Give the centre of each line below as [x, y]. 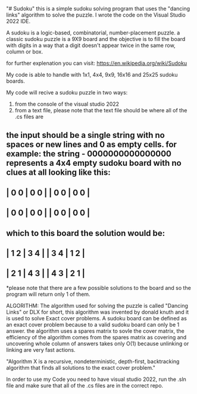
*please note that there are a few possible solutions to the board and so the [99, 288]
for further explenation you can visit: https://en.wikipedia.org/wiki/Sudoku [97, 63]
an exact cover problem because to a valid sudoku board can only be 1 [93, 324]
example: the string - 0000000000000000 [89, 154]
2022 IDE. [18, 21]
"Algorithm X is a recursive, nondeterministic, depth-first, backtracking [93, 361]
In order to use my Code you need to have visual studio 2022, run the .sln [96, 379]
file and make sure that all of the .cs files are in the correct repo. [85, 385]
